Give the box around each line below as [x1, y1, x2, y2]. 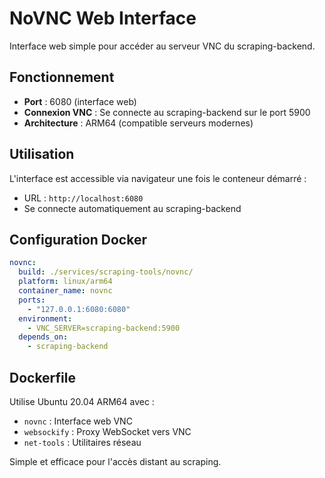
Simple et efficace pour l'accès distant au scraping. [9, 455, 222, 467]
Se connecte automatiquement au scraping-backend [23, 202, 242, 214]
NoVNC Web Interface [9, 7, 197, 30]
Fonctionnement [9, 69, 115, 86]
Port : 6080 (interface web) [23, 95, 137, 107]
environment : [18, 313, 73, 324]
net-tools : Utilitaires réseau [23, 436, 142, 448]
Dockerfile [9, 369, 77, 386]
